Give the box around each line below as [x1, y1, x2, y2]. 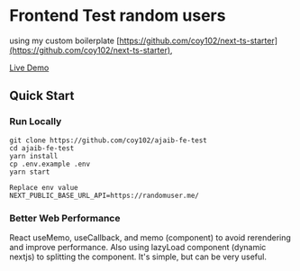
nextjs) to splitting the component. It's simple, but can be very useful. [9, 251, 268, 262]
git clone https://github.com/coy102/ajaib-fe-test [9, 136, 207, 145]
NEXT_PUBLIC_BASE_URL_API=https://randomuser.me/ [9, 191, 200, 200]
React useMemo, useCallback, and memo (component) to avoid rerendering [9, 231, 291, 243]
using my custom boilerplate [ [9, 35, 120, 46]
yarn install [9, 151, 59, 160]
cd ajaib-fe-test [9, 143, 75, 153]
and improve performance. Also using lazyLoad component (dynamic [9, 241, 267, 252]
